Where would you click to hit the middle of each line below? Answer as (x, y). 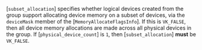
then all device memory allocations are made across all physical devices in (99, 28)
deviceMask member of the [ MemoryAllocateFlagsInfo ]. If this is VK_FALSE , (96, 21)
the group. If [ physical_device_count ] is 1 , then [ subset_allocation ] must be (101, 34)
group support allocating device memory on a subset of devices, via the (96, 15)
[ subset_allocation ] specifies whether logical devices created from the (95, 9)
